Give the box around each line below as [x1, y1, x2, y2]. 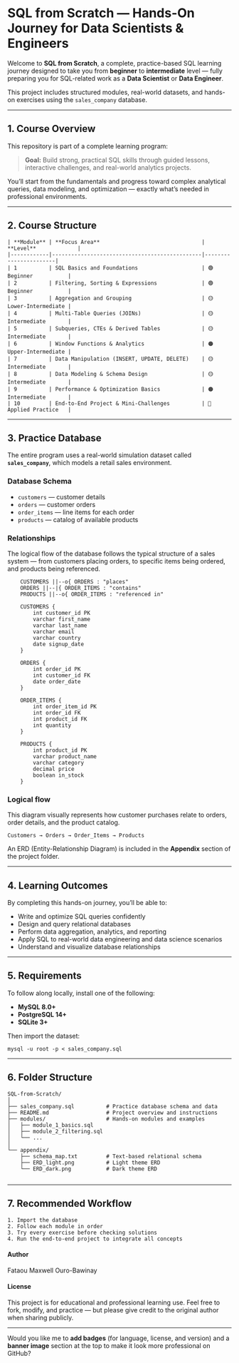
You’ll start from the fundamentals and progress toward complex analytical [7, 177, 226, 185]
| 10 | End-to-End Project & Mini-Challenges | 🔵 [7, 399, 212, 407]
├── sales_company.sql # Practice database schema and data [7, 1103, 218, 1110]
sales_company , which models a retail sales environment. [7, 459, 172, 467]
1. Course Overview [7, 123, 96, 135]
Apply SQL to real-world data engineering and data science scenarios [17, 935, 223, 944]
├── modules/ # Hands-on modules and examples [7, 1115, 205, 1123]
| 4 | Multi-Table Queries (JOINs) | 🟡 [7, 310, 213, 317]
